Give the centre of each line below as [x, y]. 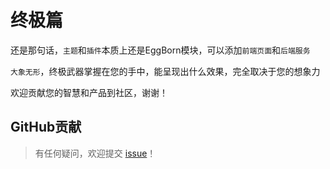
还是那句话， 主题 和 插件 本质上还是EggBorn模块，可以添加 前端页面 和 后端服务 [160, 50]
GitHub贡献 [46, 127]
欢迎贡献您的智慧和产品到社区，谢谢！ [89, 92]
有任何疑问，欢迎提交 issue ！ [95, 153]
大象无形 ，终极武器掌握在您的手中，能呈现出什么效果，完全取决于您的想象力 [165, 71]
